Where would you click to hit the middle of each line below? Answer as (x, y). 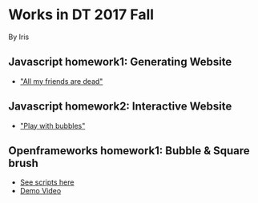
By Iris (19, 37)
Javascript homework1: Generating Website (120, 62)
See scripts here (47, 182)
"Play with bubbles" (52, 125)
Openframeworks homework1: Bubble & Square (129, 151)
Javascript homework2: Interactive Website (120, 107)
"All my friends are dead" (61, 81)
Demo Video (40, 191)
